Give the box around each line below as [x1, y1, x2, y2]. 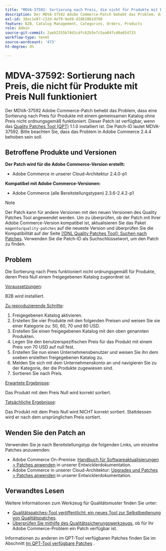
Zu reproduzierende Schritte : [5, 303, 64, 309]
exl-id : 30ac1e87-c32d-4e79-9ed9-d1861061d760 [5, 16, 103, 21]
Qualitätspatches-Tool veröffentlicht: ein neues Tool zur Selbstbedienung [12, 509, 161, 515]
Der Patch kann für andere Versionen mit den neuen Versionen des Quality [5, 209, 157, 215]
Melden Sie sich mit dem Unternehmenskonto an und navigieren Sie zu [12, 360, 157, 366]
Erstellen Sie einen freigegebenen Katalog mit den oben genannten [12, 328, 149, 334]
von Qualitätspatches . [12, 515, 57, 521]
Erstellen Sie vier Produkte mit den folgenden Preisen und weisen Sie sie [12, 318, 161, 324]
